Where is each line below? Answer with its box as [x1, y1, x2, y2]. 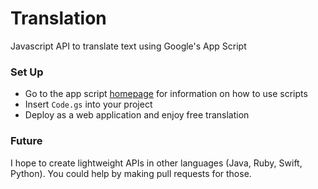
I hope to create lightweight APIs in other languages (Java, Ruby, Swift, [10, 157, 303, 169]
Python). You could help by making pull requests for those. [10, 167, 252, 179]
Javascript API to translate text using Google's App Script [10, 40, 247, 52]
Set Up [10, 65, 44, 79]
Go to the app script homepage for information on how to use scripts [24, 88, 308, 100]
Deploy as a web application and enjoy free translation [24, 109, 250, 121]
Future [10, 134, 43, 148]
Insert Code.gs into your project [24, 98, 153, 111]
